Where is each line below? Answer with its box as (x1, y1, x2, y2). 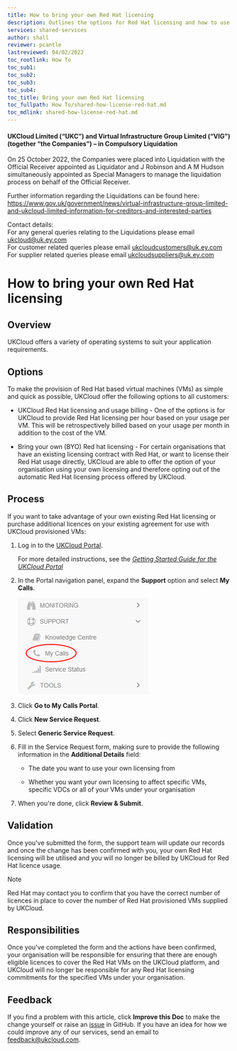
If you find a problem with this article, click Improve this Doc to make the (7, 1013, 221, 1021)
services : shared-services (7, 26, 87, 33)
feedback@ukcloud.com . (7, 1035, 81, 1044)
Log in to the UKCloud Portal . (17, 541, 103, 549)
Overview (7, 318, 52, 330)
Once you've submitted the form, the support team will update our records (7, 839, 225, 847)
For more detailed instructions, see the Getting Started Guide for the (17, 554, 217, 563)
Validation (7, 819, 53, 831)
